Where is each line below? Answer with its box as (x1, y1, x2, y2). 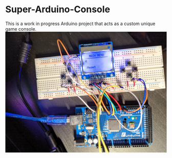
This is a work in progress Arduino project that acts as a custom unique (5, 20, 156, 27)
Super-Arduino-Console (5, 4, 111, 15)
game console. (5, 26, 37, 32)
